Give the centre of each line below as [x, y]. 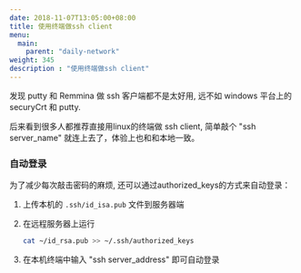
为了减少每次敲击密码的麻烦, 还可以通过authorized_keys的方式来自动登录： [150, 185]
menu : [20, 35]
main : [28, 43]
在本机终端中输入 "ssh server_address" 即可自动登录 [121, 259]
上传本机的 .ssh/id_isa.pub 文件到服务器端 [103, 205]
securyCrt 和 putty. [45, 106]
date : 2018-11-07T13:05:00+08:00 [73, 18]
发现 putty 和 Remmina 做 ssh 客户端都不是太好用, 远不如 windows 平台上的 [151, 96]
